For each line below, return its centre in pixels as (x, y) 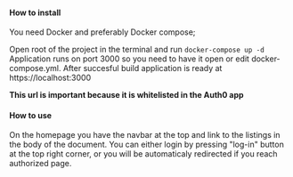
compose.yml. (35, 68)
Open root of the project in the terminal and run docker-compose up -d (137, 50)
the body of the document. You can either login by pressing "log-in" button (147, 145)
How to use (30, 115)
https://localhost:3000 (50, 78)
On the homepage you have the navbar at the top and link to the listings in (145, 135)
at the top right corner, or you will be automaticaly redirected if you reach (143, 154)
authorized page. (41, 164)
